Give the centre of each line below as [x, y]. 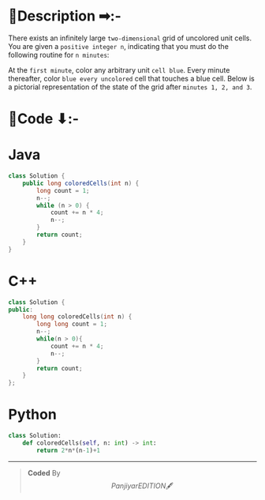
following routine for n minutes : [59, 55]
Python [32, 415]
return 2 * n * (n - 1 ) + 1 [69, 450]
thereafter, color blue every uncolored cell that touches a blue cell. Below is [131, 78]
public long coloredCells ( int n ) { [81, 183]
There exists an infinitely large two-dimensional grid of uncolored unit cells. [130, 38]
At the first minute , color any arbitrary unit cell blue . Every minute [119, 70]
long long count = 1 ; [72, 324]
